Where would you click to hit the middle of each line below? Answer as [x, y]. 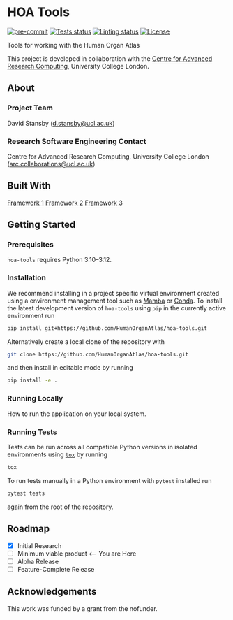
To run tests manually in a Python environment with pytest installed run [110, 480]
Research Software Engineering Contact [77, 141]
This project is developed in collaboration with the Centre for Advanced [110, 58]
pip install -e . [32, 381]
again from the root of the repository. [60, 507]
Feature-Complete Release [56, 569]
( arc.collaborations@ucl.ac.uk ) [51, 164]
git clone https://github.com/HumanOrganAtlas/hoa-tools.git [98, 354]
